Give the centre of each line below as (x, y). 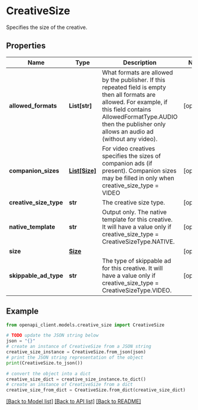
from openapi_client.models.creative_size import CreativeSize (85, 325)
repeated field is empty (134, 87)
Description (140, 62)
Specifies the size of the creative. (47, 27)
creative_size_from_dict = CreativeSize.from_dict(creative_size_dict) (96, 390)
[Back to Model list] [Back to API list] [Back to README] (74, 401)
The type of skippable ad (137, 261)
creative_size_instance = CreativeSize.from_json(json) (76, 352)
